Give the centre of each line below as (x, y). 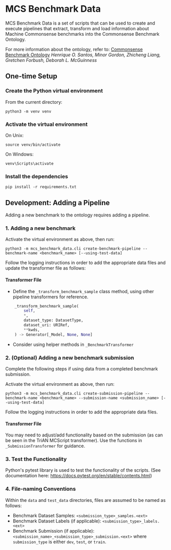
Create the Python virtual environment (54, 91)
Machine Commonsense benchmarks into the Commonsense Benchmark (82, 34)
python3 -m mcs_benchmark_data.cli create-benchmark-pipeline (73, 249)
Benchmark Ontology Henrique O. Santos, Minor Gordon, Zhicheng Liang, (83, 55)
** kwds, (32, 330)
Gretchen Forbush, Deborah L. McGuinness (51, 60)
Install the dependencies (37, 176)
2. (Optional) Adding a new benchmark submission (70, 358)
